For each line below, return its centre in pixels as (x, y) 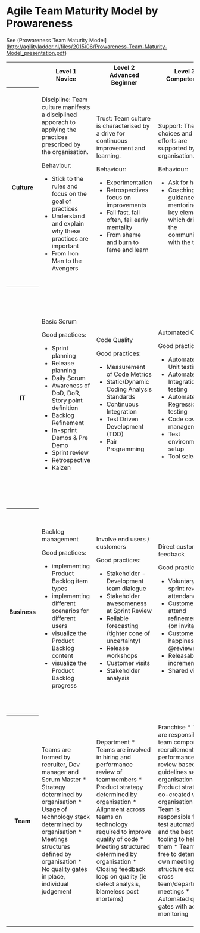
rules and (65, 186)
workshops (122, 655)
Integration (121, 411)
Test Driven (122, 419)
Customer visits (128, 663)
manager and (60, 772)
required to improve (124, 832)
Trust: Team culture (123, 118)
